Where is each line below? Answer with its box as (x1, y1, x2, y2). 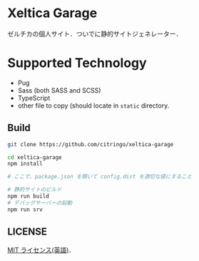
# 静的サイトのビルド (7, 186, 62, 193)
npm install (7, 160, 43, 168)
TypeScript (17, 93, 51, 102)
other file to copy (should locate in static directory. (17, 101, 170, 110)
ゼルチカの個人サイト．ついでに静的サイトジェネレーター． (7, 29, 183, 38)
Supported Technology (7, 55, 148, 71)
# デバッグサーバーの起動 (7, 199, 73, 206)
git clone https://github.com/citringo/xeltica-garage (7, 140, 174, 148)
